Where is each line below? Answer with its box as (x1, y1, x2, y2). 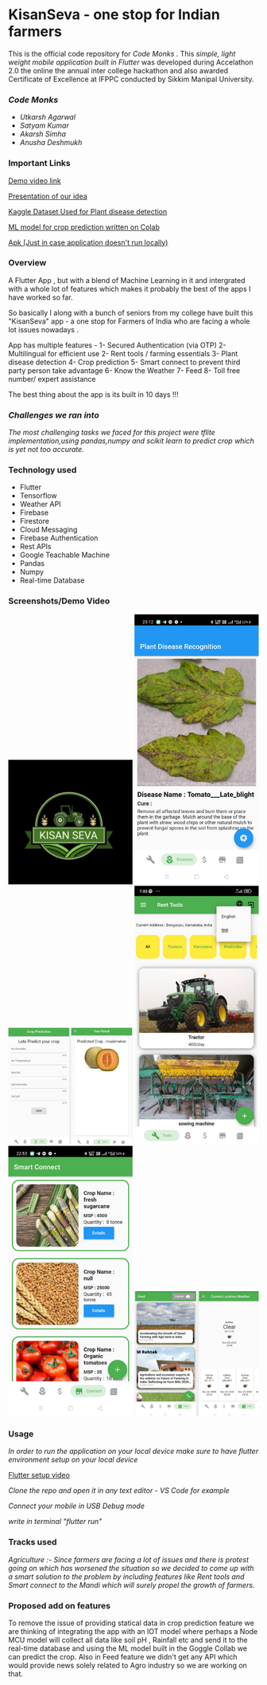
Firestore (19, 516, 50, 526)
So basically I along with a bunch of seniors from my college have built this (8, 308, 253, 317)
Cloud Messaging (19, 524, 78, 535)
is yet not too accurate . (8, 445, 85, 454)
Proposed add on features (8, 1600, 111, 1611)
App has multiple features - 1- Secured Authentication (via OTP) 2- (8, 340, 226, 350)
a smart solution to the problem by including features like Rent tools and (8, 1572, 245, 1581)
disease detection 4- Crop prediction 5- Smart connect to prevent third (8, 357, 241, 367)
